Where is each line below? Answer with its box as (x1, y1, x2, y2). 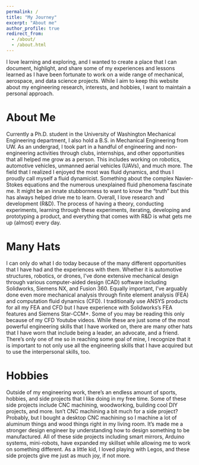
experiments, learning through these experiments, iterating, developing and (6, 206, 191, 213)
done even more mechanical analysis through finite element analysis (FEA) (6, 291, 189, 298)
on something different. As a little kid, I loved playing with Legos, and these (6, 445, 190, 452)
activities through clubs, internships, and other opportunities (36, 149, 185, 157)
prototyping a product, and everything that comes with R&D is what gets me (6, 213, 192, 220)
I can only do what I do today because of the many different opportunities (6, 260, 187, 267)
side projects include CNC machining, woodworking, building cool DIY (6, 401, 178, 408)
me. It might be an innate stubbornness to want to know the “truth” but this (6, 187, 189, 194)
